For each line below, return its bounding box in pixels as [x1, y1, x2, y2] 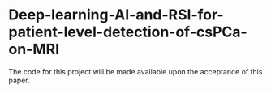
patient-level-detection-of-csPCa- [8, 23, 247, 41]
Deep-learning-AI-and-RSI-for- [8, 6, 225, 24]
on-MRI [8, 40, 60, 58]
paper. [8, 75, 30, 85]
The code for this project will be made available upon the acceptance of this [8, 66, 263, 76]
